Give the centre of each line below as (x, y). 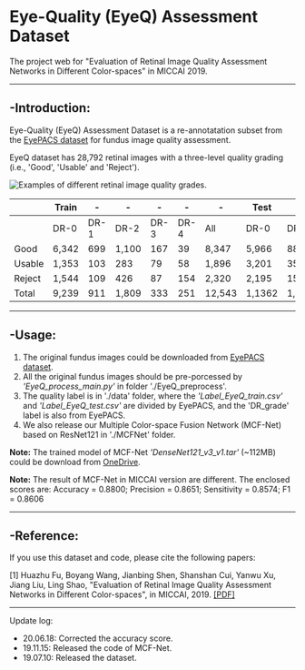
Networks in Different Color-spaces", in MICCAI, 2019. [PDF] (123, 594)
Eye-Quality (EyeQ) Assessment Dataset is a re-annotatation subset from (146, 130)
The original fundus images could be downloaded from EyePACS (143, 357)
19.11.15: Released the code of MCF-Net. (97, 648)
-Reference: (44, 536)
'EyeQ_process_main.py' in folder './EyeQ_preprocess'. (124, 386)
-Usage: (33, 335)
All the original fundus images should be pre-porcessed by (133, 376)
